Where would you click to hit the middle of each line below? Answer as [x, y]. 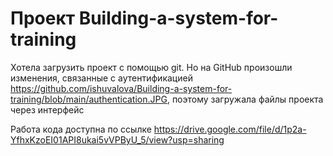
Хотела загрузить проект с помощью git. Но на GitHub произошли [151, 67]
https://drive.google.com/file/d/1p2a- [230, 129]
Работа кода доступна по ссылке [81, 129]
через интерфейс [47, 109]
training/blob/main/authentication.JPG [89, 99]
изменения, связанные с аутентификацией [101, 78]
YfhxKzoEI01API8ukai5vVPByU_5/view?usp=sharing [117, 139]
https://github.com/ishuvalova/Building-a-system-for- [121, 88]
